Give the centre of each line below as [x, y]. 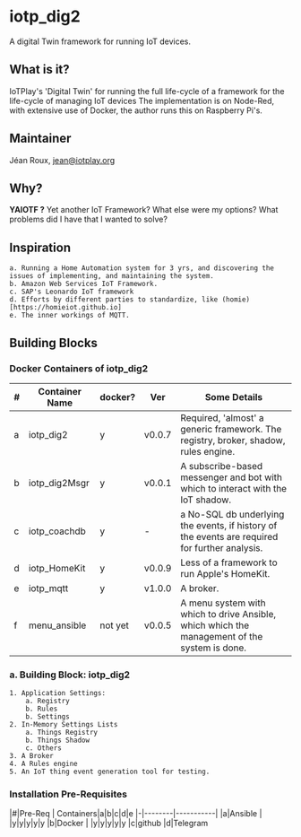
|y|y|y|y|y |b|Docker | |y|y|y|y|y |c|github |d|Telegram [109, 824]
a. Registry [47, 702]
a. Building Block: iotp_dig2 [70, 675]
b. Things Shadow [58, 741]
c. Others [44, 748]
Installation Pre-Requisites [69, 794]
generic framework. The [231, 429]
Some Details [234, 397]
